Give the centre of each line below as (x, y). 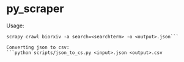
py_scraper (35, 9)
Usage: (15, 26)
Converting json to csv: (38, 47)
